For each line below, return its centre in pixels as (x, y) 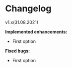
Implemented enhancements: (36, 32)
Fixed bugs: (18, 51)
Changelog (28, 9)
